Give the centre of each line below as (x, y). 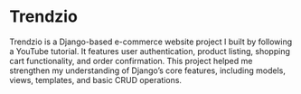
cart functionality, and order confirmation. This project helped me (131, 61)
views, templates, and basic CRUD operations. (96, 80)
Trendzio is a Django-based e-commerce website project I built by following (151, 42)
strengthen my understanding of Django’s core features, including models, (148, 70)
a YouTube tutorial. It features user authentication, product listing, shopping (150, 51)
